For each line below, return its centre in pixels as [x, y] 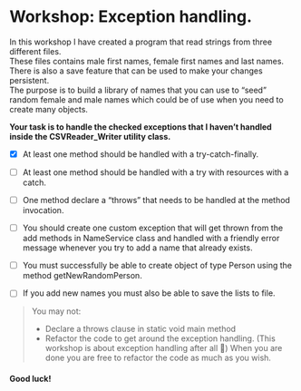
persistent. [29, 80]
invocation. [43, 210]
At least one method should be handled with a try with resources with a [155, 172]
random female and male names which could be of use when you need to [146, 99]
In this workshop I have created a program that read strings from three [141, 42]
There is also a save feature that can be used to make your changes [136, 71]
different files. [35, 51]
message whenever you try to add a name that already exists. [137, 248]
